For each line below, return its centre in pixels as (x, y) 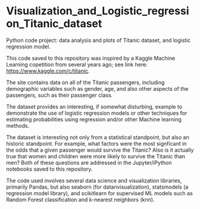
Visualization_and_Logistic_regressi (98, 11)
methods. (18, 125)
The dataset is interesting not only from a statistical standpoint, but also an (98, 137)
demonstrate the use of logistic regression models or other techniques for (97, 113)
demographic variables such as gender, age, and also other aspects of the (97, 88)
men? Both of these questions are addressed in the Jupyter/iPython (89, 162)
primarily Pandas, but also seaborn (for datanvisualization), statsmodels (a (97, 187)
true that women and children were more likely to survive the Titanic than (96, 156)
